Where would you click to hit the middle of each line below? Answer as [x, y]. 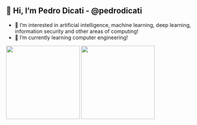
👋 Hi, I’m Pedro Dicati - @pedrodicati [74, 11]
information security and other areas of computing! [76, 31]
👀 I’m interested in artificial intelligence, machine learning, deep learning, [103, 25]
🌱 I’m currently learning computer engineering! [71, 37]
